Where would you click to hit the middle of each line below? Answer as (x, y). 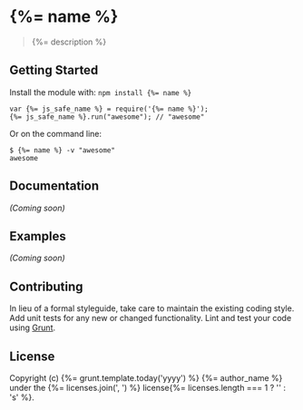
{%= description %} (69, 42)
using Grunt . (33, 327)
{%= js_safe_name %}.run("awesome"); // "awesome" (107, 117)
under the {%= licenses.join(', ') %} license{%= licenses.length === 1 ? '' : (147, 388)
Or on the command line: (56, 133)
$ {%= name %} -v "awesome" (63, 150)
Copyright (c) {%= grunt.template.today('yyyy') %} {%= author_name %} (146, 378)
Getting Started (54, 70)
